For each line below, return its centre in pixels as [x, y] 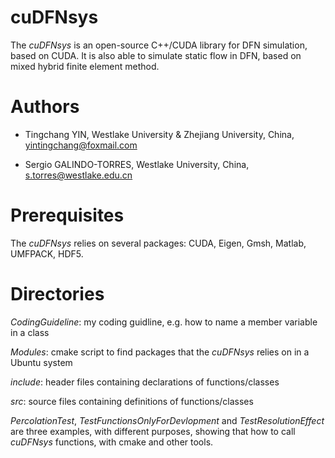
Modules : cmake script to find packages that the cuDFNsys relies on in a [160, 352]
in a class [30, 332]
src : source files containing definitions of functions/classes [132, 401]
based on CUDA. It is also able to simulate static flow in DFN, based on [156, 55]
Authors [45, 107]
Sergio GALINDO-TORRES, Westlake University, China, [137, 164]
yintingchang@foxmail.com [81, 145]
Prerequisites [67, 215]
